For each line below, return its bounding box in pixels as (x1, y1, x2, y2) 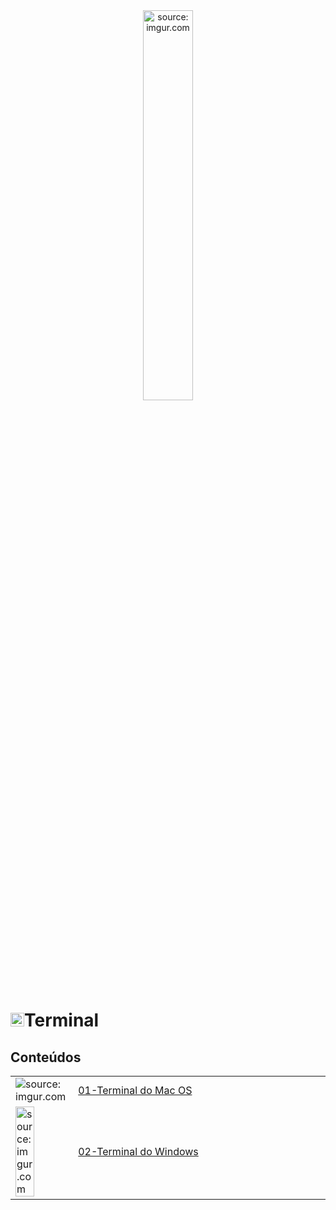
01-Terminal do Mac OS (78, 1084, 193, 1097)
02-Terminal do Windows (78, 1145, 199, 1158)
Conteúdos (10, 1049, 82, 1066)
